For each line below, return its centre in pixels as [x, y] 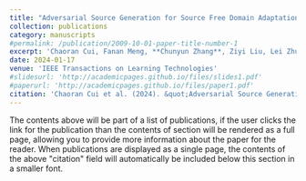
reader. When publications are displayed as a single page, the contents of [148, 149]
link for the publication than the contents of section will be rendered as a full [152, 129]
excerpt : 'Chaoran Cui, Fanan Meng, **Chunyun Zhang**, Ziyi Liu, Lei [146, 52]
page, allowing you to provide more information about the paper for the [143, 139]
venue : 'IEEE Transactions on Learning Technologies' [114, 69]
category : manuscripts [52, 35]
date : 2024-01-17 [42, 60]
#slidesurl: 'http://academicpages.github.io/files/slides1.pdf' [136, 77]
